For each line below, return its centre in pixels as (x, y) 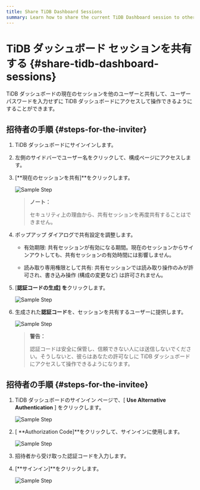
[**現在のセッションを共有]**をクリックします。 (74, 178)
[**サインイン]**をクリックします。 (58, 469)
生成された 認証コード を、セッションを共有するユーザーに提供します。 (101, 312)
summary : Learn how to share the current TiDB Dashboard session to (93, 17)
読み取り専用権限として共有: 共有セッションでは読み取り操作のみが (106, 268)
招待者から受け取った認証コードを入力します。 (72, 456)
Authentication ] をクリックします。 (60, 408)
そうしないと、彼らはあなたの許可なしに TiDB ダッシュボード (115, 356)
